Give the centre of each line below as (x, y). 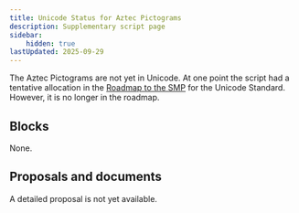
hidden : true (51, 43)
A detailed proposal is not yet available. (84, 198)
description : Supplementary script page (88, 27)
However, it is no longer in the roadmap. (85, 98)
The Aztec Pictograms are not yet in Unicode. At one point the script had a (149, 78)
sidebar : (26, 35)
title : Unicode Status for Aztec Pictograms (96, 18)
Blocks (29, 126)
